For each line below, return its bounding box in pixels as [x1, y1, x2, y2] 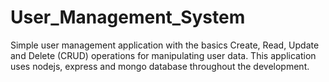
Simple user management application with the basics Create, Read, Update [10, 39, 320, 51]
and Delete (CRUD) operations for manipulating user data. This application [10, 49, 317, 61]
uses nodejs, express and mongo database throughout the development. [10, 60, 310, 72]
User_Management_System [10, 6, 246, 29]
